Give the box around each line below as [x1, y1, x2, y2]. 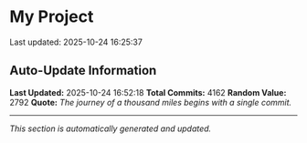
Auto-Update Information [9, 63, 157, 78]
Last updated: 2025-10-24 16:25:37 [9, 36, 143, 47]
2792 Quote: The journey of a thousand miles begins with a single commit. [9, 97, 292, 107]
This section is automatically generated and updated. [9, 123, 212, 134]
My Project [9, 6, 94, 27]
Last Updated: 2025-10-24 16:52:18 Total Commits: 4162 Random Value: [9, 87, 287, 97]
